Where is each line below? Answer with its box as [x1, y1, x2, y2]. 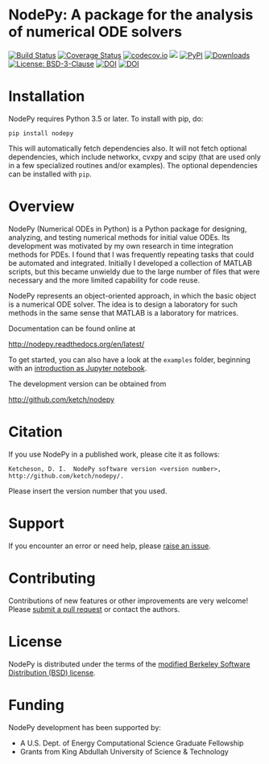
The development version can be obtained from [8, 378, 167, 388]
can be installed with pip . [8, 169, 93, 179]
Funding [8, 696, 64, 714]
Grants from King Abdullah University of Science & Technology [19, 746, 230, 756]
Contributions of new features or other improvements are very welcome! [8, 596, 248, 605]
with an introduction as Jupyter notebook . [8, 363, 147, 373]
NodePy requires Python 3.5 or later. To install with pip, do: [8, 114, 204, 123]
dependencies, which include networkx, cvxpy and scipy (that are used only [8, 151, 262, 162]
